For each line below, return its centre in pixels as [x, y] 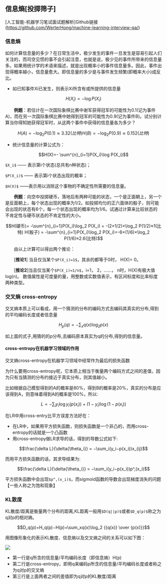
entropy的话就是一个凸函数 [40, 432]
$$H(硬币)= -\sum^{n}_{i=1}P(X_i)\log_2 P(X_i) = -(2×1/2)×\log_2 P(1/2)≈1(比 [83, 226]
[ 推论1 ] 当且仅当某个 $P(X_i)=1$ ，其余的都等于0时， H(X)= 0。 [77, 259]
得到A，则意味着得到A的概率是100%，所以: [54, 394]
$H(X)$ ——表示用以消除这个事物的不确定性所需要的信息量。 [67, 186]
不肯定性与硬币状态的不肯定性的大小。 [44, 215]
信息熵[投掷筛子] [31, 9]
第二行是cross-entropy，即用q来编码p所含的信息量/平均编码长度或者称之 [87, 564]
